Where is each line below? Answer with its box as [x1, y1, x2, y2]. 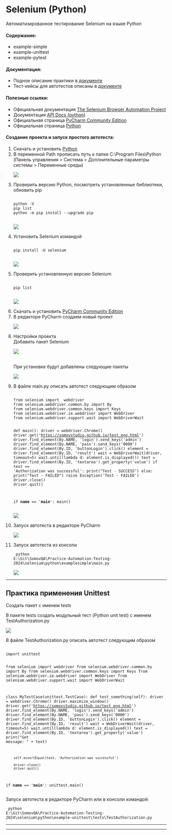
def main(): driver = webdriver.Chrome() [13, 428, 103, 433]
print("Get [6, 735, 29, 740]
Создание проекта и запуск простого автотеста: [6, 134, 114, 140]
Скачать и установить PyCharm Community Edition [13, 308, 124, 314]
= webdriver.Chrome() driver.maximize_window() [6, 699, 109, 704]
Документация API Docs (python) [13, 112, 86, 118]
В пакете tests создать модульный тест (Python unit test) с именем [6, 612, 152, 618]
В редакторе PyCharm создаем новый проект [13, 313, 113, 319]
